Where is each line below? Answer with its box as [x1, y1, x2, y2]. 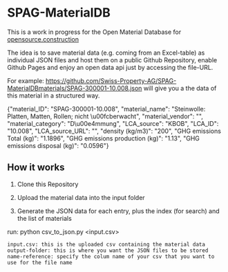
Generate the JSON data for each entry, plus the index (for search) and [17, 206, 220, 215]
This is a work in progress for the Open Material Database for [7, 28, 182, 36]
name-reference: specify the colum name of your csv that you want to [7, 253, 215, 260]
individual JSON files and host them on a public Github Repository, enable [7, 55, 218, 64]
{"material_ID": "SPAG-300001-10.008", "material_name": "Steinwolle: [7, 105, 206, 113]
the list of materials [17, 214, 73, 222]
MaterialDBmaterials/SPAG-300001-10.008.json [7, 84, 142, 92]
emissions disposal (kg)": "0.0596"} [7, 141, 109, 149]
